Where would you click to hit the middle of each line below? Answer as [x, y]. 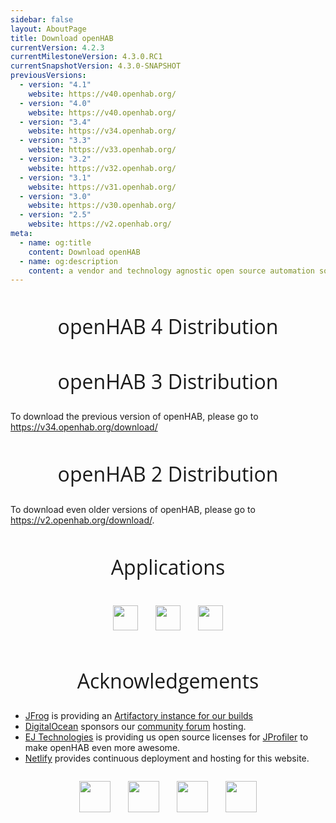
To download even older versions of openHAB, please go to [133, 509]
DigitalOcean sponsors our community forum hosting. [135, 727]
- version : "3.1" [55, 177]
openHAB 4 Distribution [168, 326]
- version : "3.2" [55, 159]
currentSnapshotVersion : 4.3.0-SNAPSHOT [96, 66]
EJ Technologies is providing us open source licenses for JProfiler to [166, 737]
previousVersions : [48, 76]
